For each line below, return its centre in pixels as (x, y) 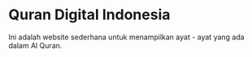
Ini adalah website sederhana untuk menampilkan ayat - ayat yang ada (127, 37)
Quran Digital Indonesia (89, 15)
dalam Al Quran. (35, 45)
